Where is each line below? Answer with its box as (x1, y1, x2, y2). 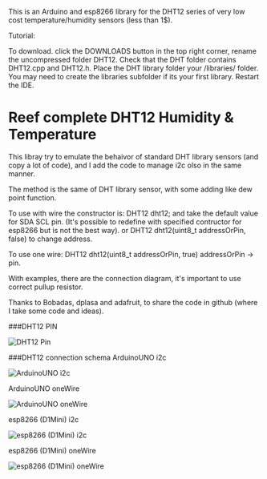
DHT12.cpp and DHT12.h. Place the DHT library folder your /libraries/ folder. (8, 63, 259, 73)
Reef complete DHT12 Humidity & (8, 108, 234, 127)
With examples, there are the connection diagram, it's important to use (8, 273, 242, 283)
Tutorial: (8, 31, 36, 40)
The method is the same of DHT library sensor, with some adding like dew (8, 184, 253, 194)
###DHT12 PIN (8, 321, 58, 331)
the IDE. (8, 80, 34, 90)
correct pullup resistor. (8, 282, 83, 292)
